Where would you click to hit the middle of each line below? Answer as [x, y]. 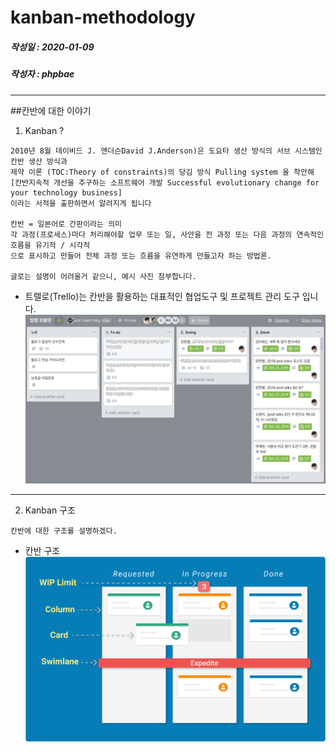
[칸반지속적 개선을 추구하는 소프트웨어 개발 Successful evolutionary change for [165, 182]
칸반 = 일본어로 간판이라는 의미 [66, 224]
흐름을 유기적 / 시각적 [50, 245]
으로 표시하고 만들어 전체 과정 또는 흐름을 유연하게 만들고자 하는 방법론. [141, 256]
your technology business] [66, 192]
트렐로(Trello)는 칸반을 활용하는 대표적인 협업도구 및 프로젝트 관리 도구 [162, 296]
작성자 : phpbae [42, 74]
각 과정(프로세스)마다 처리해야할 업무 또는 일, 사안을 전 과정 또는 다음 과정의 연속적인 [167, 234]
